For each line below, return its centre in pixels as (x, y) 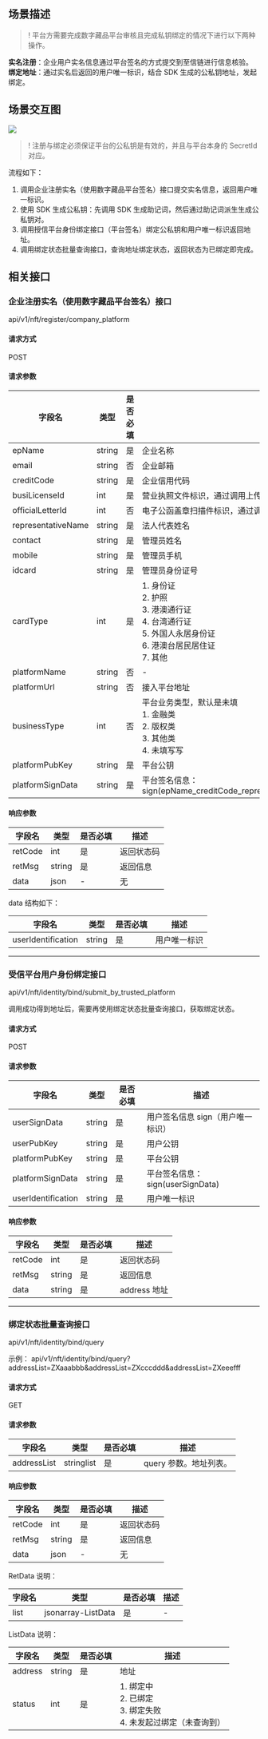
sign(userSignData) (183, 1184)
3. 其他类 (159, 738)
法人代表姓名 (166, 526)
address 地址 (144, 1290)
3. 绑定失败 (140, 1710)
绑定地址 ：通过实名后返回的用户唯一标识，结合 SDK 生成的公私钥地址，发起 (133, 72)
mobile (25, 555)
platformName (39, 672)
